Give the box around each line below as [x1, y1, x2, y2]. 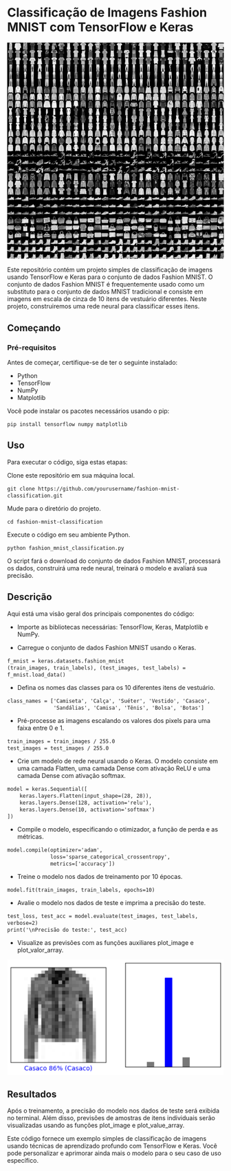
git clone [7, 485, 36, 492]
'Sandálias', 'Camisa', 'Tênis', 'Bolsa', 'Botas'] [53, 704, 205, 711]
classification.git [7, 492, 63, 499]
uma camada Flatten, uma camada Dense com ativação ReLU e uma [16, 764, 211, 772]
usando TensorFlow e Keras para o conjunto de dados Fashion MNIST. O [7, 273, 213, 281]
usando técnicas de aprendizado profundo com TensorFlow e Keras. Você [7, 1142, 218, 1150]
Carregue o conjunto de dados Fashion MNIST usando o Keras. [16, 643, 197, 651]
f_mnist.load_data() [7, 671, 67, 678]
